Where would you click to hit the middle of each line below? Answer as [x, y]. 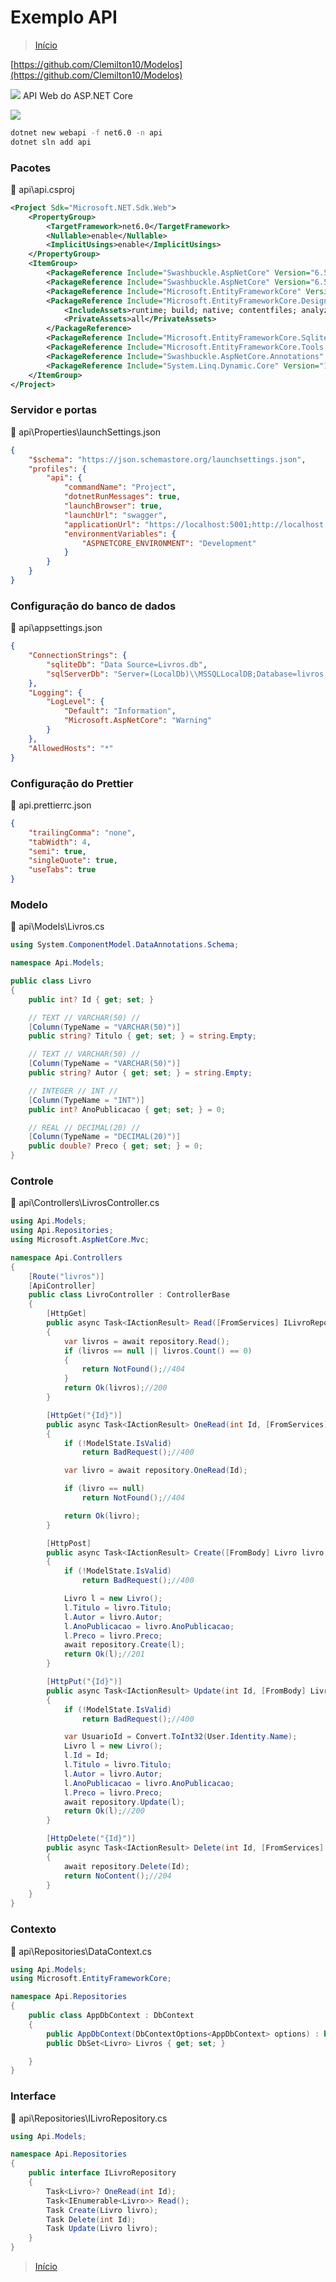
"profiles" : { [57, 469]
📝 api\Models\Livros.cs [57, 927]
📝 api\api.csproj [42, 189]
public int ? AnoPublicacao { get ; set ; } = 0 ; [127, 1109]
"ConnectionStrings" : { [78, 656]
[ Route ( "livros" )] [66, 1276]
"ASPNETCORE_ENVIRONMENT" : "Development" [169, 543]
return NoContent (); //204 [117, 1876]
